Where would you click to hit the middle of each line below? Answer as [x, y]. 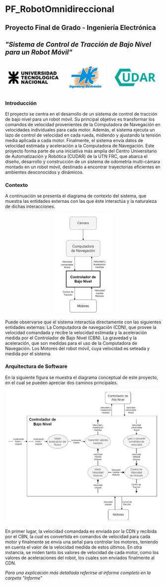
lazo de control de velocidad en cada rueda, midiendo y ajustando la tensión [83, 135]
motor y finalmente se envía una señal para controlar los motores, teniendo [82, 542]
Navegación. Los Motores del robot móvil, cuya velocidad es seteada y [78, 348]
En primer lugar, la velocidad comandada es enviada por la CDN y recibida [81, 531]
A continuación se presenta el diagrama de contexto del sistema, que [76, 196]
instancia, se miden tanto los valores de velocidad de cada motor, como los [82, 552]
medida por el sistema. [28, 354]
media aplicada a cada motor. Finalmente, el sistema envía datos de [74, 141]
